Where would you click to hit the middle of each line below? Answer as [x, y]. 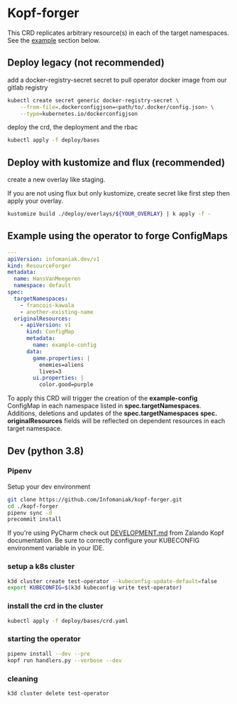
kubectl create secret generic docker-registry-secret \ [93, 100]
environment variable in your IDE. [56, 548]
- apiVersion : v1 [46, 325]
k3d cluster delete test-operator [59, 693]
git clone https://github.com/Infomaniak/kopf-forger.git [95, 499]
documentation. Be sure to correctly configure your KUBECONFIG [104, 540]
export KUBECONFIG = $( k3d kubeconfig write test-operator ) [95, 588]
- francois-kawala [47, 305]
